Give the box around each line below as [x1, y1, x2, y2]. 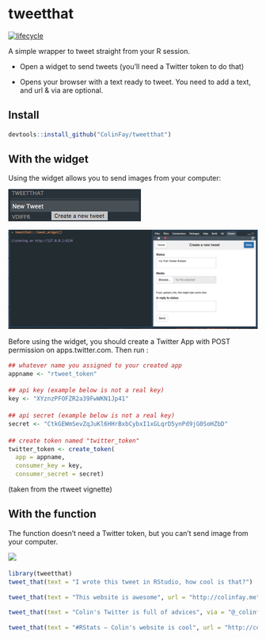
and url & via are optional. [19, 85, 104, 95]
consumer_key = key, [15, 461, 83, 470]
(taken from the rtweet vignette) [8, 484, 112, 494]
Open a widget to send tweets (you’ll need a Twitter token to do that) [19, 61, 245, 71]
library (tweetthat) [8, 569, 73, 577]
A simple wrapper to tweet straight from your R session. [8, 46, 190, 55]
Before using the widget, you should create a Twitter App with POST [8, 336, 231, 346]
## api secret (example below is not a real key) [8, 411, 176, 420]
